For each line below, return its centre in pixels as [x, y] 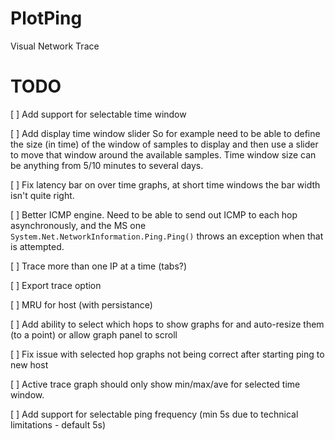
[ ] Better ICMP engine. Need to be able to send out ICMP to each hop [154, 214]
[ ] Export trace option [56, 285]
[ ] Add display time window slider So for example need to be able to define [165, 133]
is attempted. [37, 246]
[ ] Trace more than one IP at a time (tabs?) [99, 266]
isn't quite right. [42, 195]
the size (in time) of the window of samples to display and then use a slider [164, 144]
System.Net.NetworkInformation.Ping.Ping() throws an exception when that [167, 236]
